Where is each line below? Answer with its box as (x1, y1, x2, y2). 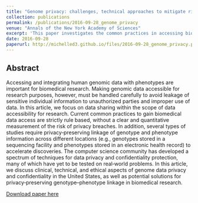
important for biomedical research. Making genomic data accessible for (6, 85, 180, 92)
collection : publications (6, 14, 70, 20)
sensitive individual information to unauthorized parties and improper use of (6, 98, 190, 105)
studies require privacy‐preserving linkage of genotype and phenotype (6, 129, 179, 136)
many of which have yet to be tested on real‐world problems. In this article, (6, 160, 188, 167)
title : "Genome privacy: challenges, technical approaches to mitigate (6, 8, 186, 15)
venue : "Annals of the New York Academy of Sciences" (6, 25, 141, 31)
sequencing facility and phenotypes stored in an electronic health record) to (6, 141, 191, 148)
